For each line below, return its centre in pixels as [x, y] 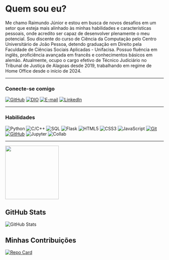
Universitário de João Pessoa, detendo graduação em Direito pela [73, 44]
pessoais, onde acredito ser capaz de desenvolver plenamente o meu [77, 33]
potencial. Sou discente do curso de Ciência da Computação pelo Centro [81, 39]
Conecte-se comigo [30, 89]
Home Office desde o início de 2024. [44, 71]
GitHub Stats [26, 212]
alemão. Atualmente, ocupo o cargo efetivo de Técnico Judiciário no [76, 60]
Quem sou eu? [36, 9]
